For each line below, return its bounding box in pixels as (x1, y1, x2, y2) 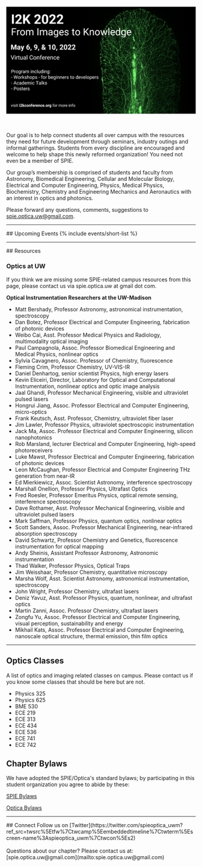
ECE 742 (14, 741, 37, 748)
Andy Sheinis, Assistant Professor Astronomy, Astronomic (14, 549, 159, 556)
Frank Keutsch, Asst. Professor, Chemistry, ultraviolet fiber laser (14, 414, 174, 422)
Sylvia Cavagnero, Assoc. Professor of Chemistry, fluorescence (14, 357, 173, 364)
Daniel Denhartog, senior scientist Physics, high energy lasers (14, 369, 169, 377)
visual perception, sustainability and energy (14, 620, 123, 627)
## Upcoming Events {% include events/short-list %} (6, 230, 138, 237)
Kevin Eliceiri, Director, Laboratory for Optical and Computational (14, 376, 176, 383)
